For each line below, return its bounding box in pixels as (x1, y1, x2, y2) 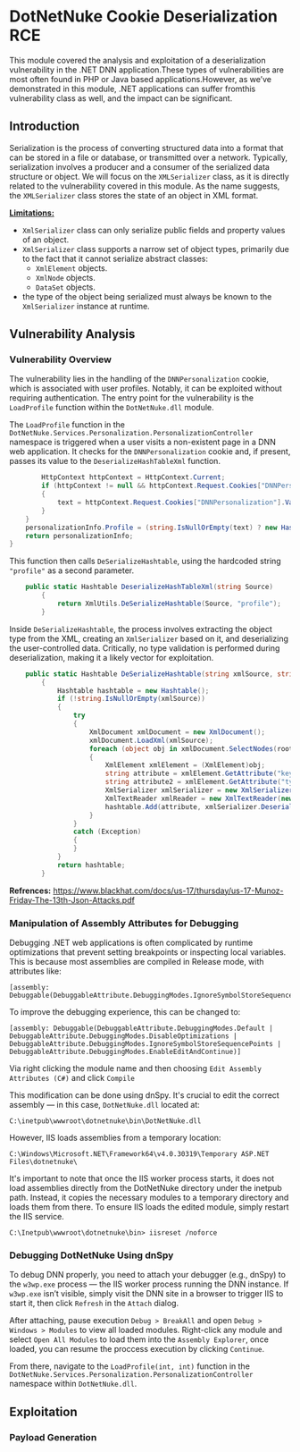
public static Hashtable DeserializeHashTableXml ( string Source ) (25, 583, 274, 592)
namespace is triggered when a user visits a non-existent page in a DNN (9, 436, 277, 448)
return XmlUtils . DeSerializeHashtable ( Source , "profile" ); (56, 599, 281, 609)
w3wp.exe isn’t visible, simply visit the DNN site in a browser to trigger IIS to (9, 1288, 284, 1299)
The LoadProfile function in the (9, 419, 126, 430)
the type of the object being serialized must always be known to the (21, 291, 272, 301)
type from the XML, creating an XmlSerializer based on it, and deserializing (9, 633, 288, 644)
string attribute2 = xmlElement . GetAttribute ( (104, 778, 281, 787)
